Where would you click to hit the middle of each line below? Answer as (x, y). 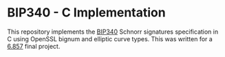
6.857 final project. (34, 46)
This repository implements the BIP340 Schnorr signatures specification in (113, 32)
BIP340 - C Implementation (87, 13)
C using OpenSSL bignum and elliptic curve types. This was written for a (110, 38)
